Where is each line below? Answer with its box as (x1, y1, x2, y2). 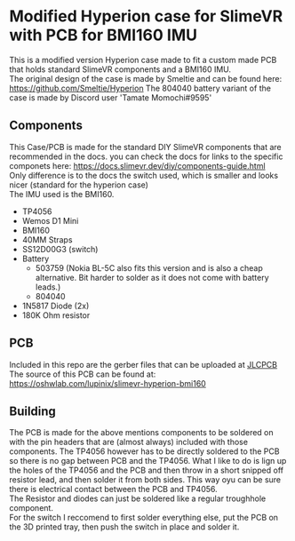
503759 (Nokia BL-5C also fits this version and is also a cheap (35, 262, 264, 273)
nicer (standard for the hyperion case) (9, 179, 149, 190)
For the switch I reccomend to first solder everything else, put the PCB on (9, 513, 278, 523)
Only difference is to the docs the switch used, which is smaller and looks (9, 170, 278, 180)
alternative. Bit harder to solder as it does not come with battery (35, 272, 269, 282)
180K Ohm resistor (21, 309, 91, 321)
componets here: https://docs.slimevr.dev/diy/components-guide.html (9, 160, 266, 171)
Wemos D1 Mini (21, 215, 79, 226)
